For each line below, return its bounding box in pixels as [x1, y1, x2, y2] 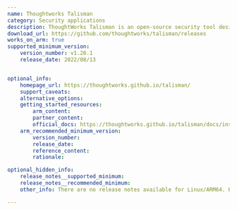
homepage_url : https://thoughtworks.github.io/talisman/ [20, 82, 191, 89]
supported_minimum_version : [7, 43, 90, 50]
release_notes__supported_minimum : [20, 173, 125, 180]
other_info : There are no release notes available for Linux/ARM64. [20, 186, 226, 193]
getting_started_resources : [20, 101, 102, 109]
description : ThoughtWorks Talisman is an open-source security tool [7, 23, 217, 30]
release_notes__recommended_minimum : [20, 180, 131, 187]
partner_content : [32, 114, 83, 122]
